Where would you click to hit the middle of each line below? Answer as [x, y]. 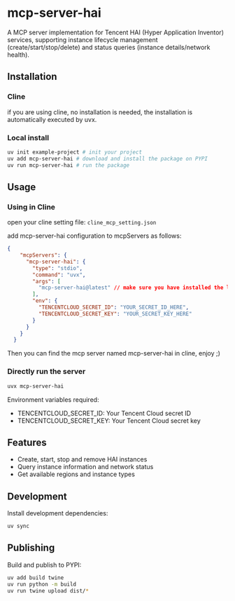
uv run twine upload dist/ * [48, 590]
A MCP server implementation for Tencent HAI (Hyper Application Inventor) [115, 32]
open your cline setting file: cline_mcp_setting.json [82, 222]
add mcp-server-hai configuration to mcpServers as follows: [94, 236]
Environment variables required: [53, 399]
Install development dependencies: [58, 513]
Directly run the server [47, 372]
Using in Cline [31, 207]
